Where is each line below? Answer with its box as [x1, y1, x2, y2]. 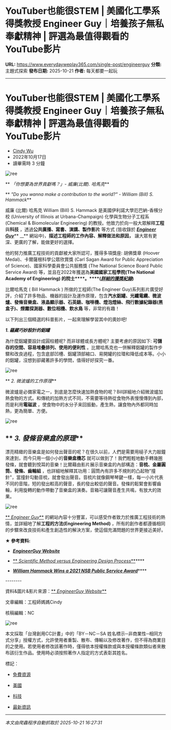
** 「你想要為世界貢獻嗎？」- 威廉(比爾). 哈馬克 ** [5, 181, 109, 187]
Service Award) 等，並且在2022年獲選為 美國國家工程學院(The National [5, 269, 155, 275]
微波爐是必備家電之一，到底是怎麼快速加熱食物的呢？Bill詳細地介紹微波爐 [5, 388, 159, 395]
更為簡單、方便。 [14, 407, 50, 414]
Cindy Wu [12, 148, 34, 154]
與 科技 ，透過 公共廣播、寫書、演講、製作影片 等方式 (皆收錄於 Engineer [5, 226, 156, 232]
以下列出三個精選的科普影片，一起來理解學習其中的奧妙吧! [5, 316, 127, 322]
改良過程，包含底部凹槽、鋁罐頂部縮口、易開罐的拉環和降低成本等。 [14, 351, 157, 357]
